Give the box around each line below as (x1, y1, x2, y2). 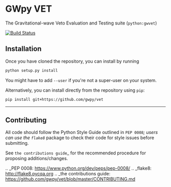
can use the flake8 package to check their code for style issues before (5, 135, 154, 141)
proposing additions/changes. (5, 155, 68, 162)
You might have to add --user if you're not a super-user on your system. (5, 77, 157, 83)
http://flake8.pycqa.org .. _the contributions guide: (5, 171, 111, 177)
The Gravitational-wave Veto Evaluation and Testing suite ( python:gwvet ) (5, 20, 157, 26)
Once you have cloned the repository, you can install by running (5, 58, 139, 64)
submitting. (5, 140, 29, 146)
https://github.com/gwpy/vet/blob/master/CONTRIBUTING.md (5, 176, 136, 182)
